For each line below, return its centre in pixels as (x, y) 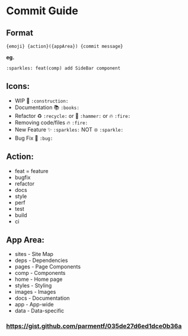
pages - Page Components (48, 267)
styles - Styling (33, 286)
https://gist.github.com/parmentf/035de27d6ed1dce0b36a (94, 326)
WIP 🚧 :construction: (42, 100)
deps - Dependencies (41, 260)
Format (20, 33)
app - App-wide (34, 305)
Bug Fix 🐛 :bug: (34, 138)
